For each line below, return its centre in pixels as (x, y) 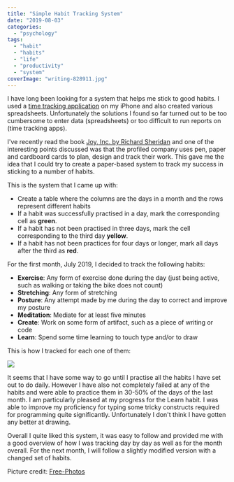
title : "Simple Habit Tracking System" (65, 14)
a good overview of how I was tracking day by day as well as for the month (115, 443)
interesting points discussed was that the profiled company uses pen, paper (117, 149)
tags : (15, 40)
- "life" (26, 59)
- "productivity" (39, 66)
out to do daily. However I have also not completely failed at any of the (109, 385)
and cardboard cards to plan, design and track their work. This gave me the (116, 157)
